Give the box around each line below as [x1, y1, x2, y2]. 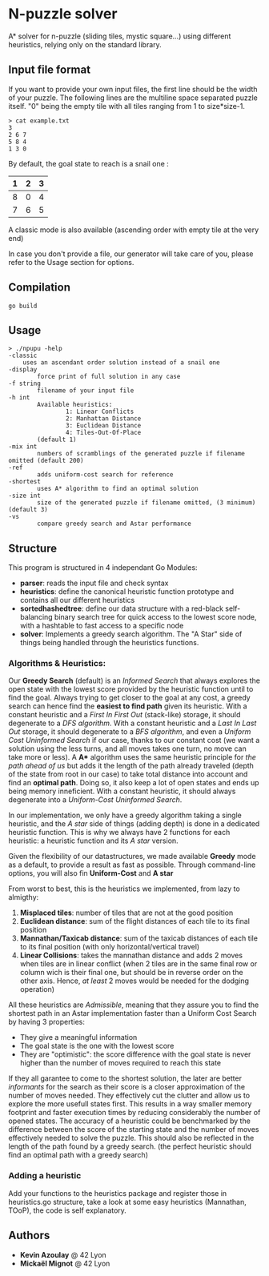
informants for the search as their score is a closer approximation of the [8, 1082, 246, 1092]
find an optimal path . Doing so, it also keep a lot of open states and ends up [8, 778, 259, 788]
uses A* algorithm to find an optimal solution [37, 485, 199, 493]
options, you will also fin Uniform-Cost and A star [8, 869, 174, 878]
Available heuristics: [37, 401, 113, 409]
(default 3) [8, 506, 48, 514]
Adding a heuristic [8, 1170, 82, 1182]
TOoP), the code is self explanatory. [8, 1206, 126, 1215]
